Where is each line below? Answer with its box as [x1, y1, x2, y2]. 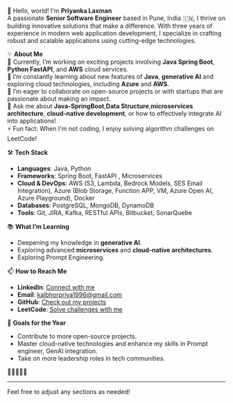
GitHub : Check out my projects [17, 298, 106, 306]
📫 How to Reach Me [7, 267, 67, 275]
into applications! [7, 117, 57, 125]
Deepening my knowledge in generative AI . [17, 239, 142, 246]
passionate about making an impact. [7, 94, 111, 103]
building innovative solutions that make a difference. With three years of [7, 22, 213, 30]
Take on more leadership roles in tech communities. [17, 354, 165, 362]
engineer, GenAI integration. [17, 347, 98, 355]
